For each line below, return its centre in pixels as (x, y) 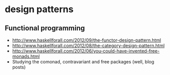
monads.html (26, 56)
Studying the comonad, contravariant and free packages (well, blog (83, 62)
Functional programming (45, 28)
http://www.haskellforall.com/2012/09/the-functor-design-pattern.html (87, 40)
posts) (19, 67)
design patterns (39, 9)
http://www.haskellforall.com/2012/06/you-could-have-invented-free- (86, 51)
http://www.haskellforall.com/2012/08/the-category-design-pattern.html (88, 46)
